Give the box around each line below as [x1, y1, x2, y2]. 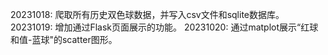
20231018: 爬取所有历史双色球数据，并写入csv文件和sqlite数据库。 [10, 9, 285, 20]
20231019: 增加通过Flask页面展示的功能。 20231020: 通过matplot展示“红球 [10, 21, 319, 33]
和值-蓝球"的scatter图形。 [10, 34, 118, 45]
